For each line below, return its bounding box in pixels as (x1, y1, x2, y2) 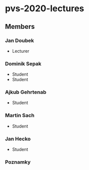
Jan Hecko (5, 135, 31, 142)
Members (5, 22, 35, 31)
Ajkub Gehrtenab (5, 89, 47, 96)
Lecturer (12, 48, 30, 54)
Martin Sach (5, 112, 35, 119)
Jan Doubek (5, 37, 34, 44)
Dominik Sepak (5, 60, 42, 67)
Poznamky (5, 158, 31, 165)
